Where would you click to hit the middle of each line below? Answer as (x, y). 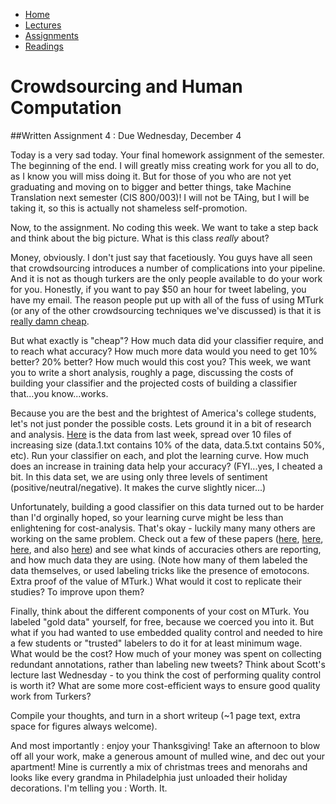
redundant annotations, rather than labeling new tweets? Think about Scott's (168, 664)
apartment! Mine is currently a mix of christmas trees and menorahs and (159, 766)
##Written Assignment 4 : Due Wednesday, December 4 (126, 135)
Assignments (52, 35)
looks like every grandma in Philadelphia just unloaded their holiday (149, 777)
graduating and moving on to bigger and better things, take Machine (151, 186)
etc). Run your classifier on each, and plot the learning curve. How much (160, 455)
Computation (66, 108)
